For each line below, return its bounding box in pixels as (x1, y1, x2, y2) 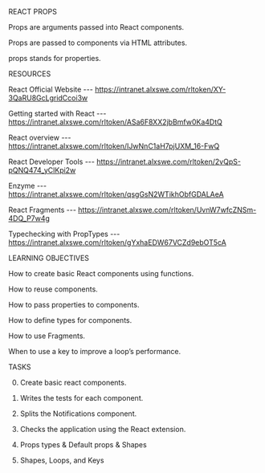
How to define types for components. (8, 316, 132, 324)
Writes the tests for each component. (19, 393, 144, 402)
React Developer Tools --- (8, 157, 95, 166)
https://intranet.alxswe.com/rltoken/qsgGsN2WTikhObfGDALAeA (8, 190, 224, 199)
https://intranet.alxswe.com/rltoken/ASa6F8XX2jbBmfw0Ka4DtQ (8, 117, 222, 127)
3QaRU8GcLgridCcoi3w (8, 93, 88, 103)
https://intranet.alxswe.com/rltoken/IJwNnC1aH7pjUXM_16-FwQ (8, 141, 220, 151)
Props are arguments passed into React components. (8, 22, 185, 31)
